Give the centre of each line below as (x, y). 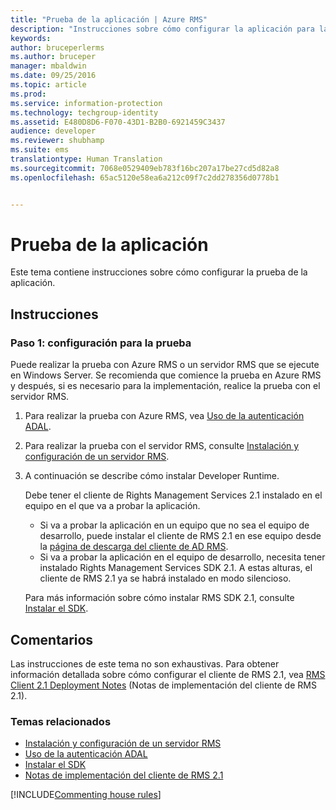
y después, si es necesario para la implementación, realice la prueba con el (165, 386)
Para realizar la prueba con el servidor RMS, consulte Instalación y (162, 446)
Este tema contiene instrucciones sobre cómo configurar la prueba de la (159, 272)
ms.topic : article (48, 85)
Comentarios (52, 639)
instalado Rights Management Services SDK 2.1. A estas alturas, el (176, 568)
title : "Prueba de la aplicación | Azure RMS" (109, 19)
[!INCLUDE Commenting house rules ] (86, 795)
